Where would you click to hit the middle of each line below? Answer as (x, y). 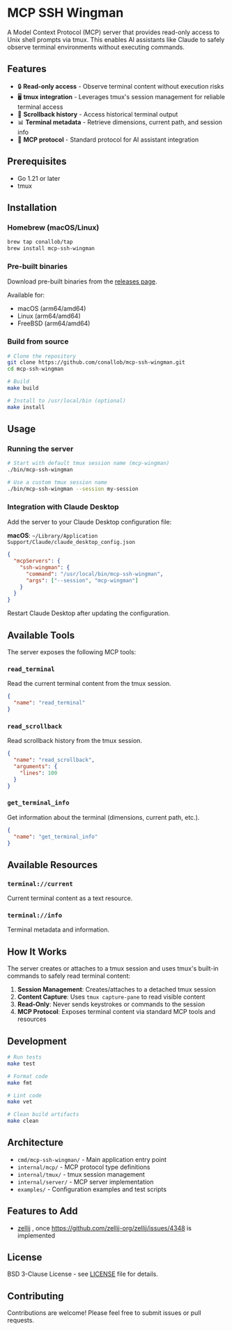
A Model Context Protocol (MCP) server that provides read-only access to (114, 32)
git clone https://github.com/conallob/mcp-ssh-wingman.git (96, 362)
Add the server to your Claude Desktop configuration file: (90, 522)
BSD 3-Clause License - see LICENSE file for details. (83, 1274)
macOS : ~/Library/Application (53, 536)
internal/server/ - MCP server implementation (86, 1182)
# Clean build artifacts (43, 1115)
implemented (36, 1235)
